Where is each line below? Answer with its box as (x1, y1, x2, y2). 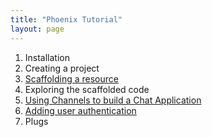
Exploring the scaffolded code (24, 83, 150, 95)
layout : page (10, 24, 65, 34)
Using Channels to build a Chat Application (24, 94, 202, 106)
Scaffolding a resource (24, 72, 119, 85)
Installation (24, 51, 71, 63)
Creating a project (24, 62, 100, 74)
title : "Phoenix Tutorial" (10, 14, 123, 25)
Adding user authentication (24, 104, 137, 116)
